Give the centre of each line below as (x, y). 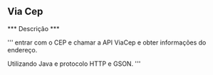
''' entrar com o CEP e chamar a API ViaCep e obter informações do (107, 42)
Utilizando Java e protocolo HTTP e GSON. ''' (74, 64)
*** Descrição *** (33, 28)
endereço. (22, 50)
